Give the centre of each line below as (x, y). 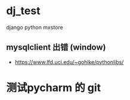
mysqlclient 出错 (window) (56, 48)
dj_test (23, 11)
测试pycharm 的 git (54, 88)
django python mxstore (35, 27)
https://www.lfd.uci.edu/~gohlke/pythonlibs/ (69, 62)
